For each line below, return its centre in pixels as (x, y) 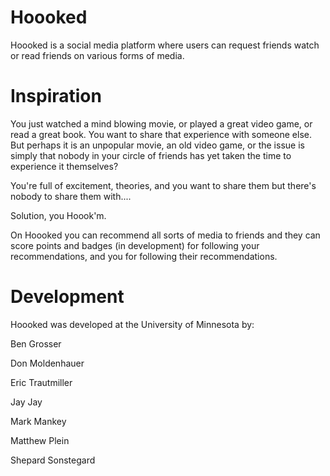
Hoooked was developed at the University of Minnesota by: (132, 324)
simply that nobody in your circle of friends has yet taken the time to (151, 155)
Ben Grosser (36, 343)
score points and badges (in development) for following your (135, 245)
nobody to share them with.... (71, 196)
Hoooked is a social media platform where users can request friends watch (165, 45)
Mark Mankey (38, 421)
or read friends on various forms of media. (97, 55)
